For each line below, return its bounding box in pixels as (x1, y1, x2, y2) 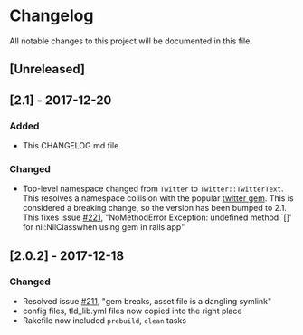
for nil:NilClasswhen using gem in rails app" (22, 222, 185, 233)
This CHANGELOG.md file (22, 140, 119, 151)
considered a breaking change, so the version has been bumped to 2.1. (22, 203, 288, 214)
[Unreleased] (9, 62, 86, 77)
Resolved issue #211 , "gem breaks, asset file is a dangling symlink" (22, 296, 272, 306)
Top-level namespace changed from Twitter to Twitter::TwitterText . (22, 183, 284, 195)
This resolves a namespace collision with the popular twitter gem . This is (22, 193, 294, 204)
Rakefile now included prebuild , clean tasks (22, 315, 187, 326)
